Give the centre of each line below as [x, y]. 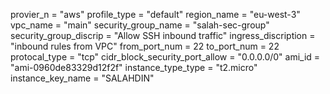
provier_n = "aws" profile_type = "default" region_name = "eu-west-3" [155, 14]
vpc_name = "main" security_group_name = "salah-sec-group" [140, 25]
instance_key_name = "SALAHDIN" [82, 78]
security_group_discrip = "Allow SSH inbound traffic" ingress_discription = [163, 35]
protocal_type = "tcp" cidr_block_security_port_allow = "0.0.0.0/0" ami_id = [165, 57]
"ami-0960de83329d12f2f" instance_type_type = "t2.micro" [134, 67]
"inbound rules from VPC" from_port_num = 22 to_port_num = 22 [145, 46]
